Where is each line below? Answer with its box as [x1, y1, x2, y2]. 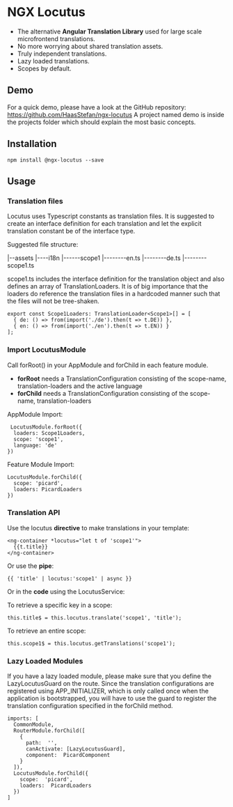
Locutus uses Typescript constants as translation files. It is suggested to [7, 212, 214, 220]
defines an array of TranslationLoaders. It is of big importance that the [7, 282, 209, 291]
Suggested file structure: [7, 240, 79, 249]
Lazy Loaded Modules [7, 656, 83, 666]
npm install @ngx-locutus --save [7, 156, 104, 164]
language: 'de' [13, 442, 58, 449]
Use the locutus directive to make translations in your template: [7, 523, 190, 532]
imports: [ [7, 715, 39, 722]
